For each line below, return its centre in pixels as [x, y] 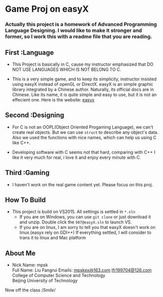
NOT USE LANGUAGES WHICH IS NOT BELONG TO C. [67, 69]
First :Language [30, 52]
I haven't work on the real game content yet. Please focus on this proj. [82, 184]
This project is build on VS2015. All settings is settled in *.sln [74, 212]
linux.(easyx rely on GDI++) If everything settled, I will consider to [85, 233]
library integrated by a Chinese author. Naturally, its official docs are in [83, 89]
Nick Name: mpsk [30, 265]
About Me [20, 253]
